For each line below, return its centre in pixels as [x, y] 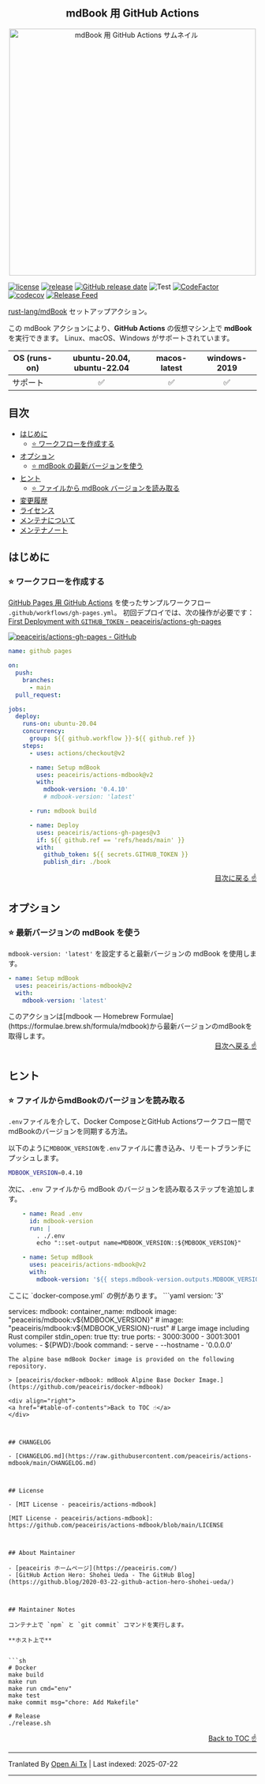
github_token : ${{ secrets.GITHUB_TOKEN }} [116, 854]
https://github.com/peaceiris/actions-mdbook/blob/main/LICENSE [116, 1525]
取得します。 [29, 1036]
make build [26, 1675]
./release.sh [30, 1723]
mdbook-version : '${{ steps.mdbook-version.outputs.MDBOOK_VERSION [149, 1279]
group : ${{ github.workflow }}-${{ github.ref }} [112, 739]
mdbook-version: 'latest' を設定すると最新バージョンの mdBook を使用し [129, 953]
